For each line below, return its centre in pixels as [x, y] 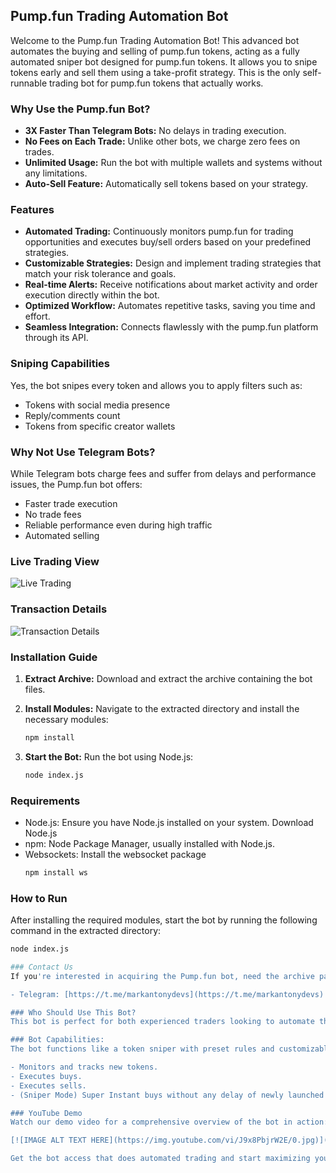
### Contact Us [42, 967]
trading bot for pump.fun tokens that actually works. [156, 83]
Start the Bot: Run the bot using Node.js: [109, 756]
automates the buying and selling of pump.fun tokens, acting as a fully [155, 51]
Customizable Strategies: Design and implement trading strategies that [173, 263]
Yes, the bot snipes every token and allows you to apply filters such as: [156, 385]
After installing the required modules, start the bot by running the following [164, 920]
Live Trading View [55, 561]
